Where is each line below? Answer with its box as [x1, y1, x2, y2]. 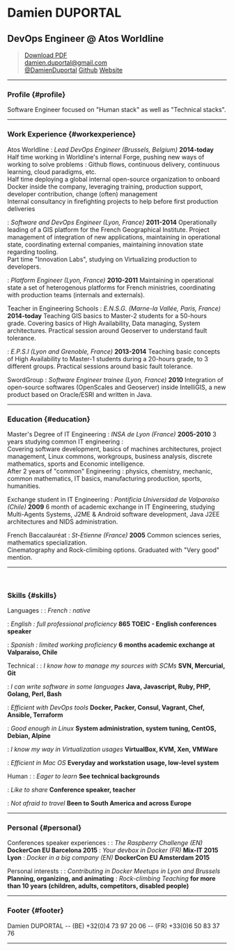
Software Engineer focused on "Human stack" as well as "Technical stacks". [7, 106, 226, 114]
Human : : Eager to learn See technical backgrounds [7, 772, 160, 780]
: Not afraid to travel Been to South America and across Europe [7, 799, 192, 808]
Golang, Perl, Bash [7, 690, 62, 698]
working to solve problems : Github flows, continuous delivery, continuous [7, 160, 220, 168]
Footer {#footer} [7, 906, 64, 915]
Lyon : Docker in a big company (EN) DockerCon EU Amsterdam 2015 [7, 854, 210, 862]
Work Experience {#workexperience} [7, 129, 136, 139]
